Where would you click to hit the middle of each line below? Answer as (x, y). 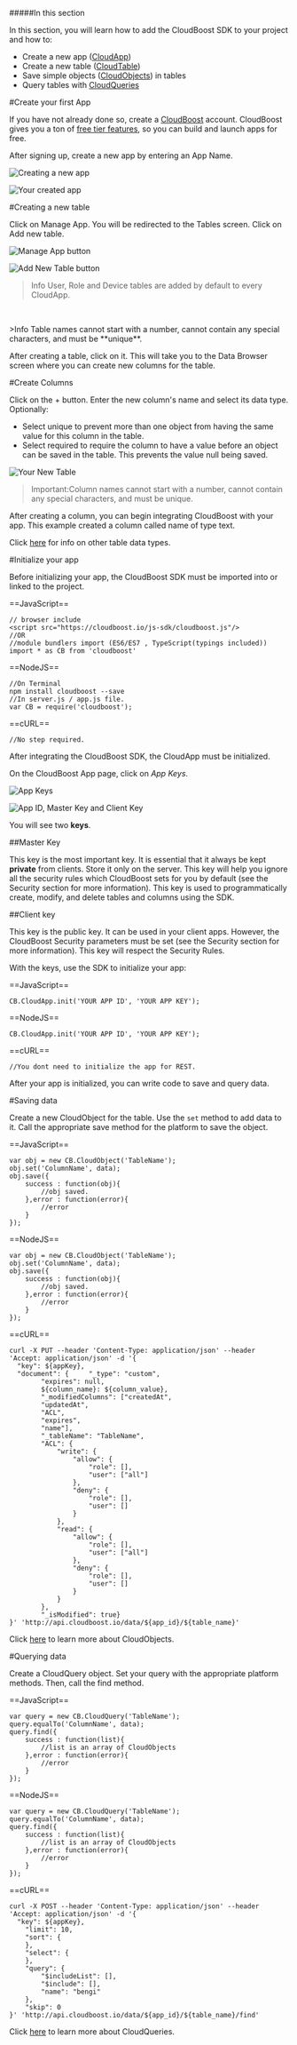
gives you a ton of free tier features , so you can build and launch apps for (143, 129)
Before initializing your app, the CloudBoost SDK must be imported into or (144, 577)
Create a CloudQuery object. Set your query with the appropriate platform (144, 1673)
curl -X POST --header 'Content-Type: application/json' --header (134, 1906)
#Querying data (38, 1656)
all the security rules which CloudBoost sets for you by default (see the (139, 878)
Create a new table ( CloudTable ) (81, 66)
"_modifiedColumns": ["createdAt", (107, 1397)
